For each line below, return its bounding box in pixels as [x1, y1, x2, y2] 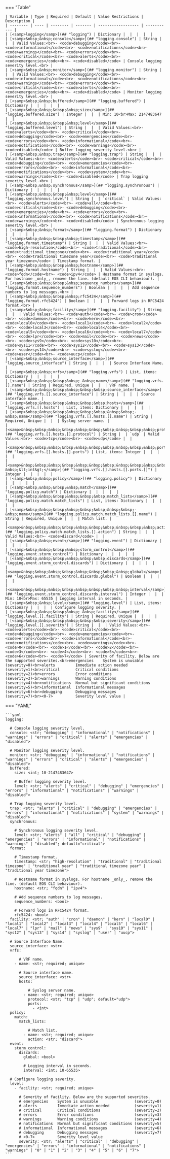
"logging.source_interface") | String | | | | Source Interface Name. [5, 360, 164, 366]
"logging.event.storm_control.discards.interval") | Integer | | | [14, 591, 164, 597]
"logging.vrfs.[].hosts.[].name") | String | [55, 414, 153, 419]
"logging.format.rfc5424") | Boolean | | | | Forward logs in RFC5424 [5, 299, 164, 304]
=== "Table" [5, 5, 31, 10]
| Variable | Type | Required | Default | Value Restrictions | [5, 14, 144, 19]
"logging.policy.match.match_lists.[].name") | [55, 512, 157, 517]
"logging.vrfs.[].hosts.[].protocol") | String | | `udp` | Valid [14, 432, 159, 437]
